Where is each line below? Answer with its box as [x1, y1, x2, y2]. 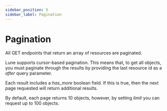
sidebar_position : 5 [5, 7, 49, 12]
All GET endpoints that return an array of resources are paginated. [5, 50, 142, 56]
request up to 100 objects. [5, 100, 59, 106]
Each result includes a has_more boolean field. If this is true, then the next [5, 80, 159, 86]
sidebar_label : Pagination [5, 12, 62, 17]
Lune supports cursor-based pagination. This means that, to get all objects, [5, 59, 161, 65]
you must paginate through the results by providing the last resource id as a [5, 65, 162, 71]
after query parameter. [5, 70, 52, 76]
